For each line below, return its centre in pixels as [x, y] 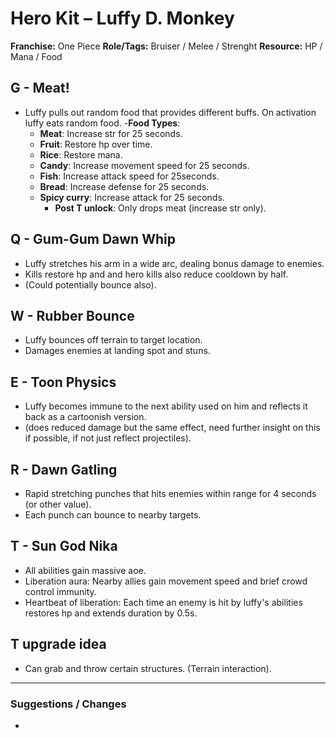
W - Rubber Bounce [72, 315]
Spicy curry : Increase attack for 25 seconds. [132, 197]
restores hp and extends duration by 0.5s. [111, 613]
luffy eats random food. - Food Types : [102, 123]
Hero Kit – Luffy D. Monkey [122, 18]
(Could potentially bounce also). [90, 284]
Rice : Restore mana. [81, 154]
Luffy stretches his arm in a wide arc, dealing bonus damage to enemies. [174, 263]
